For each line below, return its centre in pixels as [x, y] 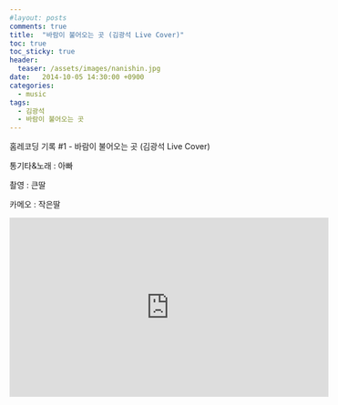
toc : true [28, 43]
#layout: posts [38, 18]
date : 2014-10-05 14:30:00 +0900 [77, 77]
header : [24, 60]
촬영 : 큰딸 [28, 185]
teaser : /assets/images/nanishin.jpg [89, 69]
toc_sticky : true [42, 52]
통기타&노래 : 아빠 [41, 166]
